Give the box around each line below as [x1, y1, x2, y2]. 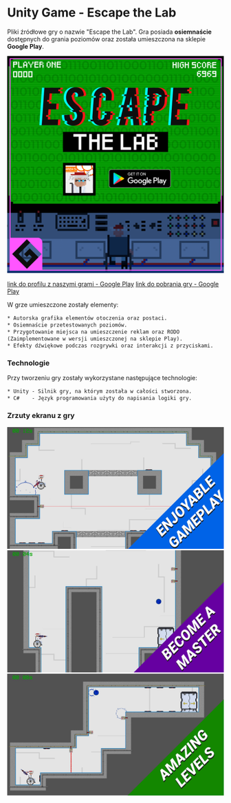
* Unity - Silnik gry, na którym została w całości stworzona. [7, 388, 192, 395]
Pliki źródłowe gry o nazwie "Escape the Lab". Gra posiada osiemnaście [7, 28, 212, 36]
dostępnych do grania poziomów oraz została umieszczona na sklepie [7, 34, 206, 43]
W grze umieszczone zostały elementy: [7, 300, 119, 309]
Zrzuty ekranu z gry [7, 411, 75, 421]
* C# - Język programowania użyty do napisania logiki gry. [7, 395, 192, 402]
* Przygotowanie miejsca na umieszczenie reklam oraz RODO [7, 328, 180, 335]
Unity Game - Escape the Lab [7, 5, 177, 21]
